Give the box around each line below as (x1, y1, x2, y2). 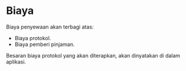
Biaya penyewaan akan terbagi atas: (6, 23, 94, 30)
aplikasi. (6, 58, 26, 65)
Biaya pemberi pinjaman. (14, 41, 75, 48)
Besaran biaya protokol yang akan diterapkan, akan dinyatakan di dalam (6, 52, 181, 59)
